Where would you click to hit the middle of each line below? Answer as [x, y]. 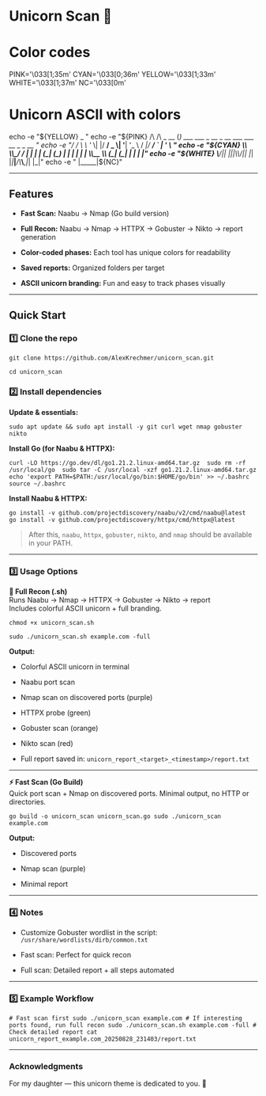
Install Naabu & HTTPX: [48, 498]
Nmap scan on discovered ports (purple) [86, 698]
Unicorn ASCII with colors [95, 115]
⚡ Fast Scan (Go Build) [46, 782]
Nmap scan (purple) [53, 869]
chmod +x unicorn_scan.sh [51, 623]
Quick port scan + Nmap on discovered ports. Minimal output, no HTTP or [129, 793]
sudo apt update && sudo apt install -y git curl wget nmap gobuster [126, 427]
